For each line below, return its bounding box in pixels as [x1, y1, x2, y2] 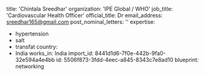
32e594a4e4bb [15, 56, 55, 63]
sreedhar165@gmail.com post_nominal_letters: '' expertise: [6, 18, 155, 25]
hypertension [15, 30, 49, 37]
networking [15, 63, 45, 70]
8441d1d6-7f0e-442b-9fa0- [94, 50, 166, 57]
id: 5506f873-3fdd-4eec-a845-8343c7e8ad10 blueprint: [56, 56, 199, 63]
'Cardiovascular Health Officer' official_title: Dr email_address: [6, 12, 163, 19]
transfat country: [15, 43, 58, 50]
